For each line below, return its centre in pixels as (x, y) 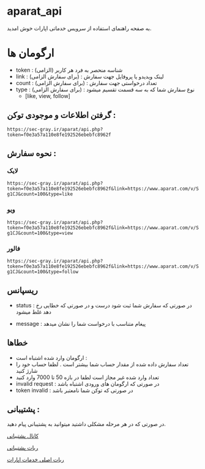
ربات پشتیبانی (23, 448)
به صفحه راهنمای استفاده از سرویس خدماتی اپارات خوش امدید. (79, 28)
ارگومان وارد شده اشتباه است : (51, 358)
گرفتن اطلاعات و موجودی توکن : (61, 115)
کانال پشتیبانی (23, 436)
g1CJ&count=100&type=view (40, 233)
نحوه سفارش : (32, 153)
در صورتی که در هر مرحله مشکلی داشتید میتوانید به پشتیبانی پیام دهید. (86, 424)
